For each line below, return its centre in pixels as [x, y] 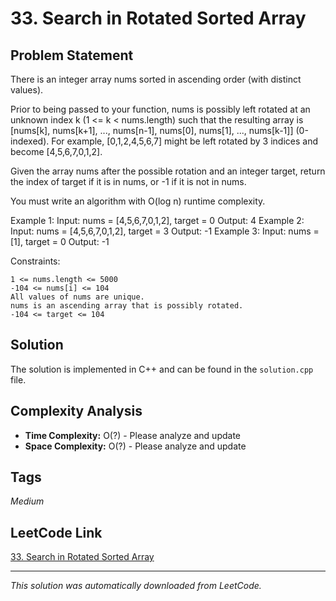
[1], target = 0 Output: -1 [60, 241]
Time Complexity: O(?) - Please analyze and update [133, 435]
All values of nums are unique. [77, 297]
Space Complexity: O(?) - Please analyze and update [135, 446]
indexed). [30, 141]
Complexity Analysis [76, 411]
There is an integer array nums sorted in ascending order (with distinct [156, 79]
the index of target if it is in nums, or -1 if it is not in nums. [128, 181]
